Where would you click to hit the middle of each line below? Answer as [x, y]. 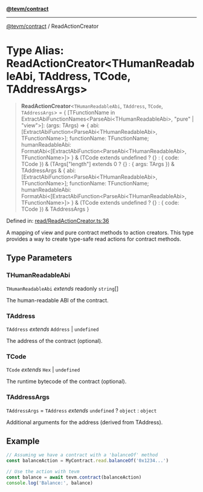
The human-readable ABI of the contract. [57, 300]
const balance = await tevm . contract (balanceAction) [74, 477]
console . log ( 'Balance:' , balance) [50, 483]
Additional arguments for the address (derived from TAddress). [85, 422]
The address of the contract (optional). [54, 341]
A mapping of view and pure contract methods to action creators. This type [100, 232]
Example [23, 441]
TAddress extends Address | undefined [53, 329]
